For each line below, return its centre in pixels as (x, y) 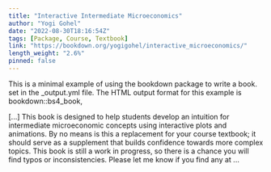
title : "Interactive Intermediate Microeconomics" (95, 16)
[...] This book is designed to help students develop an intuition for (119, 116)
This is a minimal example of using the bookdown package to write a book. (133, 84)
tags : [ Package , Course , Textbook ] (68, 38)
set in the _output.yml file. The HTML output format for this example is (125, 92)
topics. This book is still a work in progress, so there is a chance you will (129, 151)
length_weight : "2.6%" (47, 53)
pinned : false (32, 61)
